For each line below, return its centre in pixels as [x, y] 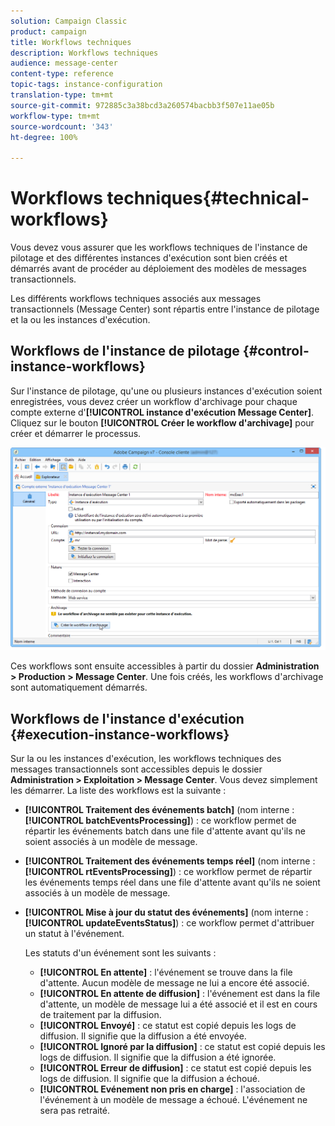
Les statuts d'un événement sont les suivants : [120, 953]
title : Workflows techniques [71, 42]
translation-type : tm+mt [62, 95]
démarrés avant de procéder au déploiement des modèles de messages [158, 269]
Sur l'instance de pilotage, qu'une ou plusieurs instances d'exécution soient [166, 391]
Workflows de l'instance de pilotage [125, 351]
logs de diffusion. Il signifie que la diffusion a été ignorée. [158, 1057]
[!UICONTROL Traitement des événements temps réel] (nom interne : [170, 861]
